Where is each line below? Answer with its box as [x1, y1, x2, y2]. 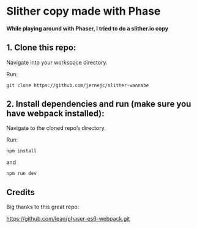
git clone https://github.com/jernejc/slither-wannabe [6, 82, 149, 88]
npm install [6, 148, 37, 154]
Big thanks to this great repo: [6, 203, 80, 211]
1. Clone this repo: [6, 43, 76, 53]
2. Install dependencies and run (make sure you [6, 99, 191, 109]
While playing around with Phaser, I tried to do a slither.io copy [6, 24, 169, 32]
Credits [6, 187, 35, 198]
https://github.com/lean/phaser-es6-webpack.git [6, 215, 130, 223]
